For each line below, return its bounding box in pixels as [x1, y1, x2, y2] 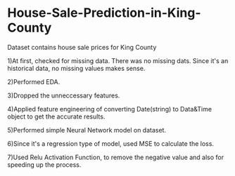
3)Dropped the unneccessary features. [7, 91, 120, 100]
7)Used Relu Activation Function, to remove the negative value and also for [7, 153, 224, 161]
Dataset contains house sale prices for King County [7, 43, 157, 51]
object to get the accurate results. [7, 112, 106, 121]
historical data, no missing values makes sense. [7, 64, 146, 72]
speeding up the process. [7, 160, 82, 169]
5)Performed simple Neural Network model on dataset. [7, 126, 167, 134]
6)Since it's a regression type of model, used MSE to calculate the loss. [7, 139, 215, 148]
